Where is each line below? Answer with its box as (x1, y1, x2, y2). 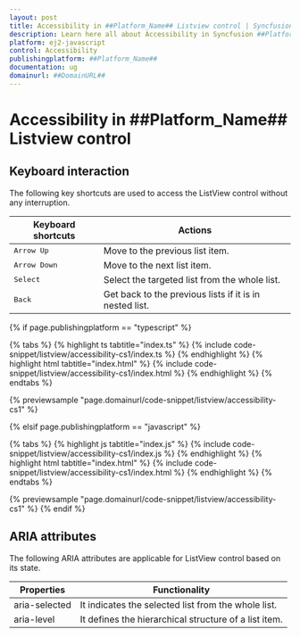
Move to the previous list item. (103, 244, 229, 257)
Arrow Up (13, 246, 49, 255)
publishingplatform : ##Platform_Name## (9, 54, 158, 63)
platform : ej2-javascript (9, 37, 105, 47)
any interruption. (9, 197, 71, 208)
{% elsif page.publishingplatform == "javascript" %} (9, 421, 201, 432)
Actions (178, 224, 212, 236)
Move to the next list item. (103, 259, 212, 271)
